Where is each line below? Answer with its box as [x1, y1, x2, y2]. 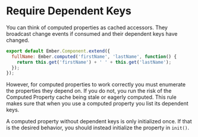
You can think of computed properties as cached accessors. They [6, 24, 168, 31]
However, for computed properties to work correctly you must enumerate [6, 81, 186, 88]
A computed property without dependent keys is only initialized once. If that [6, 118, 192, 125]
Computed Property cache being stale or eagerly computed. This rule [6, 94, 177, 101]
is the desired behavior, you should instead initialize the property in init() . [6, 124, 189, 132]
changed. [6, 36, 30, 43]
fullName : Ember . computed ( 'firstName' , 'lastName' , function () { [11, 54, 177, 60]
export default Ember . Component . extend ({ [6, 48, 111, 54]
